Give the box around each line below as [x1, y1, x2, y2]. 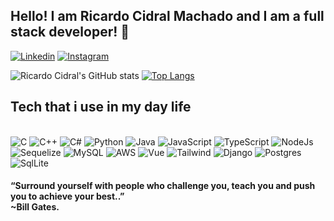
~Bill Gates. [10, 201, 60, 213]
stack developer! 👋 [10, 24, 130, 41]
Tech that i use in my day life [10, 99, 192, 116]
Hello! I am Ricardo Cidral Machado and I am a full [10, 8, 325, 25]
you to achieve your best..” [10, 190, 125, 203]
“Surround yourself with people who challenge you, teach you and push [10, 180, 316, 192]
